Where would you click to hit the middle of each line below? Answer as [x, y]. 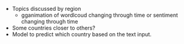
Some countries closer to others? [53, 28]
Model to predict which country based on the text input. [82, 34]
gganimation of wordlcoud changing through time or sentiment [99, 15]
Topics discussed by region [46, 9]
